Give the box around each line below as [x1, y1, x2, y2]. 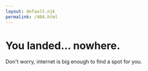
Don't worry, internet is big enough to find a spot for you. [5, 58, 142, 65]
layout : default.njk [5, 8, 56, 15]
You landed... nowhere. [5, 39, 121, 52]
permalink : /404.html [5, 14, 58, 20]
